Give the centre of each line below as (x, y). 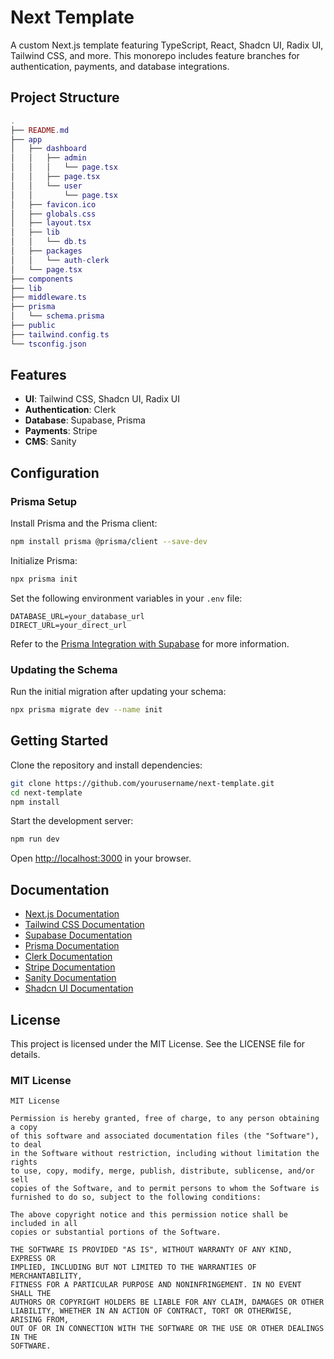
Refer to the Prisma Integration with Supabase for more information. (150, 643)
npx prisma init (44, 579)
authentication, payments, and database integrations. (120, 66)
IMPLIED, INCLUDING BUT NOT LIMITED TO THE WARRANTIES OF (133, 1267)
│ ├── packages (46, 251)
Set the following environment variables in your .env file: (126, 598)
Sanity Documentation (70, 978)
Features (38, 375)
